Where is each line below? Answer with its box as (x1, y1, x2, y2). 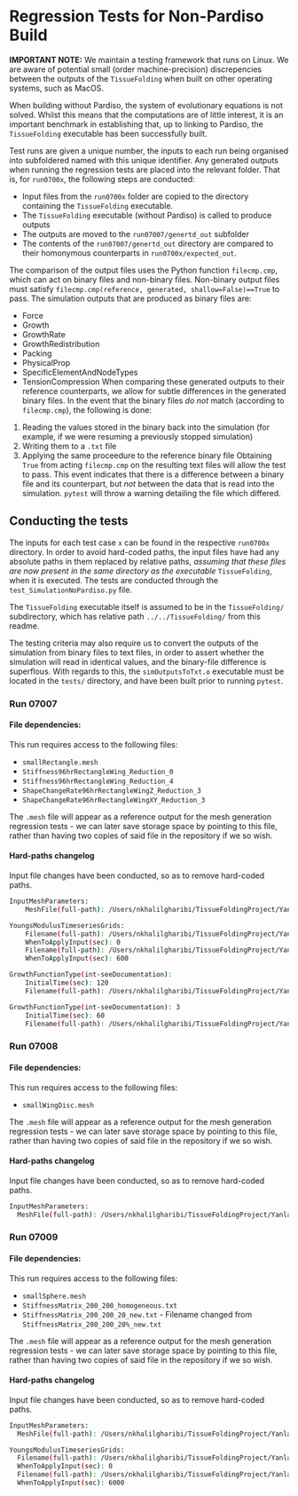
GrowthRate (21, 328, 67, 339)
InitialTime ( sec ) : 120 (25, 978, 109, 987)
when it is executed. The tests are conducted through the (9, 574, 219, 585)
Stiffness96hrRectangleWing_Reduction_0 (21, 767, 174, 776)
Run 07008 (9, 1041, 59, 1053)
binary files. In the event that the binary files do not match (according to (21, 395, 285, 406)
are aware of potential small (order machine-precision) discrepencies (9, 64, 263, 75)
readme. (9, 620, 40, 631)
